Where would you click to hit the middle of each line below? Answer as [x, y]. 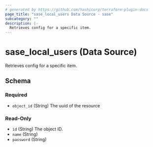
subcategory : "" [22, 19]
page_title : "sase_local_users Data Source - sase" [59, 14]
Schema [18, 81]
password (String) [29, 140]
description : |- [22, 23]
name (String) [25, 134]
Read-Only [18, 118]
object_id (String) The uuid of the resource [56, 105]
